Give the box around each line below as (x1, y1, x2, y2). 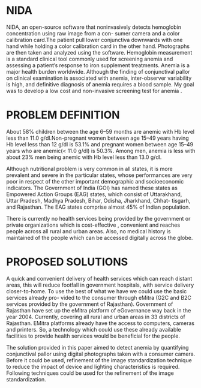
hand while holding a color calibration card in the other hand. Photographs (6, 43, 190, 50)
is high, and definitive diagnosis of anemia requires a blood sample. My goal (6, 80, 194, 88)
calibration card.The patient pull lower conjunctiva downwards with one (6, 36, 183, 43)
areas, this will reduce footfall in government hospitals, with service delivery (6, 281, 194, 288)
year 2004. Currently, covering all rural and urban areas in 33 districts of (6, 313, 185, 320)
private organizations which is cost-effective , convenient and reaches (6, 221, 181, 228)
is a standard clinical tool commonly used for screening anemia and (6, 55, 173, 62)
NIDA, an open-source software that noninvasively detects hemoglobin (6, 23, 182, 31)
